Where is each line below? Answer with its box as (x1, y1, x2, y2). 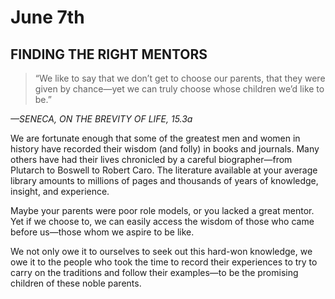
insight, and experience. (10, 186, 110, 197)
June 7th (10, 6, 85, 29)
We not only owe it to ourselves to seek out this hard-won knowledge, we (10, 246, 313, 257)
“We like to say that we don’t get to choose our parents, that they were (34, 72, 326, 84)
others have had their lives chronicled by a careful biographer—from (10, 154, 293, 165)
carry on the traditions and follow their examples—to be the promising (10, 267, 299, 278)
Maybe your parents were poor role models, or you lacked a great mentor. (10, 205, 315, 216)
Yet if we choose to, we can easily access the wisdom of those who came (10, 216, 315, 227)
